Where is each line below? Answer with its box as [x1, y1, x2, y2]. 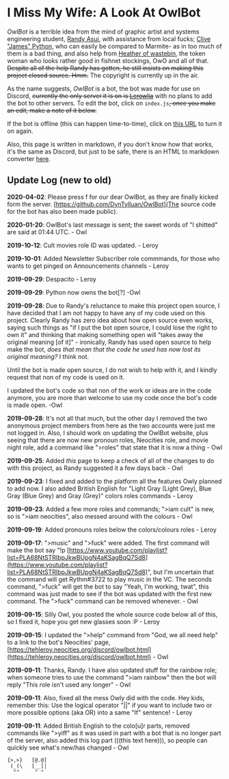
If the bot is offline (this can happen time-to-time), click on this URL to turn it [7, 119, 222, 127]
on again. [7, 127, 33, 135]
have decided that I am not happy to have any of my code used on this [7, 308, 206, 317]
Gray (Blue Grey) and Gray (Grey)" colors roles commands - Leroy [7, 491, 193, 499]
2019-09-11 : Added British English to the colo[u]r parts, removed [7, 721, 190, 730]
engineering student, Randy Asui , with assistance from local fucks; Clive [7, 34, 211, 42]
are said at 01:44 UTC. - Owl [7, 227, 87, 236]
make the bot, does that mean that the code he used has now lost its [7, 345, 201, 354]
